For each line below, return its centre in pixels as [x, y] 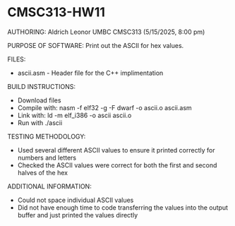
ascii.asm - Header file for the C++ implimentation [90, 73]
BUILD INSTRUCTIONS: [42, 86]
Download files [39, 100]
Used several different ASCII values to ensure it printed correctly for [116, 150]
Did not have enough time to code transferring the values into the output [122, 207]
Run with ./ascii [40, 123]
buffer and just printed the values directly [78, 215]
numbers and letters [47, 157]
